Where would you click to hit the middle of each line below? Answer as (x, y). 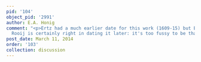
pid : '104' (20, 12)
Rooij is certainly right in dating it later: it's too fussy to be (99, 34)
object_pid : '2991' (31, 17)
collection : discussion (36, 50)
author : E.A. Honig (31, 22)
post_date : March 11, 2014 (40, 39)
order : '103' (22, 45)
